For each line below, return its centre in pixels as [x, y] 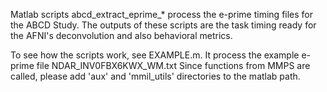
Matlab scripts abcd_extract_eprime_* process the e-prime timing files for [162, 14]
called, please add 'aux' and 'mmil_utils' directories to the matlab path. [155, 76]
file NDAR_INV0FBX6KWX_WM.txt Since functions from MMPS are [173, 65]
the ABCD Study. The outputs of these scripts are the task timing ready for [163, 25]
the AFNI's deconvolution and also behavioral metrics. [121, 35]
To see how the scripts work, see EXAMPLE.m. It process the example [155, 55]
